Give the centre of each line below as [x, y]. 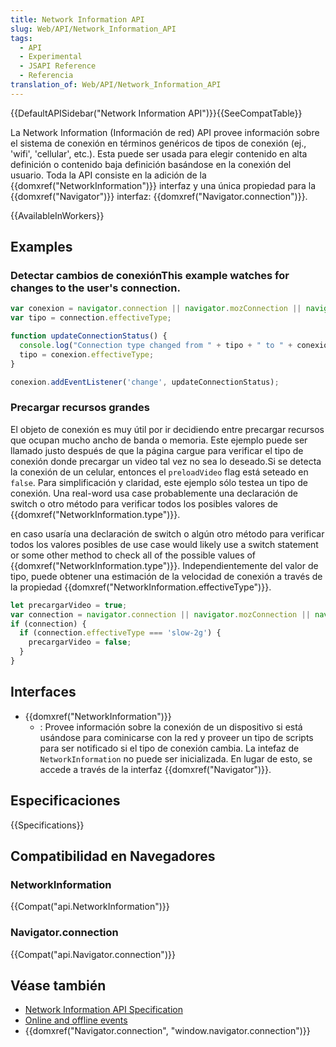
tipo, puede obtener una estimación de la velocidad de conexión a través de [166, 576]
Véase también [58, 985]
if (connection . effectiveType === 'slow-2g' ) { [120, 633]
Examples [41, 247]
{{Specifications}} [47, 825]
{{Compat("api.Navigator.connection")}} [93, 954]
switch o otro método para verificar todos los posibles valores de [144, 503]
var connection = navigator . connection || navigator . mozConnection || [160, 614]
